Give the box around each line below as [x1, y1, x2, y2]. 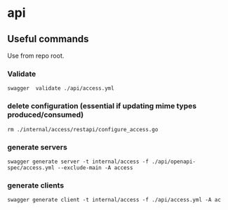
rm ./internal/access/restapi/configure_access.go [7, 126, 159, 133]
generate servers [7, 142, 68, 152]
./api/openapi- [152, 158, 196, 165]
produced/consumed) [7, 110, 84, 120]
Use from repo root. [7, 51, 65, 60]
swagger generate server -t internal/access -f [7, 158, 149, 165]
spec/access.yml [7, 164, 55, 171]
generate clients [7, 181, 65, 190]
